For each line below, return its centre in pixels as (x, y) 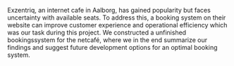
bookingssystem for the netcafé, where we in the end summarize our (107, 40)
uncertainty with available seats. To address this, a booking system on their (117, 18)
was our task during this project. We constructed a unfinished (97, 32)
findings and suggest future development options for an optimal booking (112, 47)
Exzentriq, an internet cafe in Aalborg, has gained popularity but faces (109, 10)
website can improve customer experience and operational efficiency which (117, 25)
